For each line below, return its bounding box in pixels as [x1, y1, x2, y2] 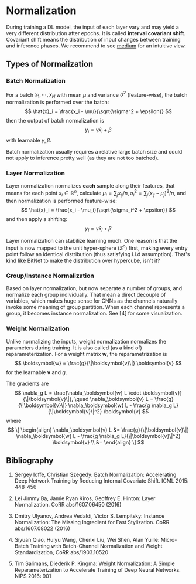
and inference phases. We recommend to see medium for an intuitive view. [6, 42, 186, 49]
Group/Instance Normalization [6, 271, 95, 280]
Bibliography [6, 456, 54, 466]
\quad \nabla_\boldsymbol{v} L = [74, 395, 154, 402]
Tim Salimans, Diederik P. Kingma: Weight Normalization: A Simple [14, 560, 175, 567]
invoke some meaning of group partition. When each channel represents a [6, 304, 185, 311]
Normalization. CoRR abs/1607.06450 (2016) [14, 501, 122, 508]
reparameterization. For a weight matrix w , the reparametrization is [6, 350, 167, 357]
